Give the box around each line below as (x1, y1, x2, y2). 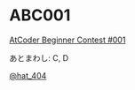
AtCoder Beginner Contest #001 (9, 34, 126, 45)
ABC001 (9, 5, 71, 26)
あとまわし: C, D (9, 52, 69, 63)
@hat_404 (9, 70, 47, 80)
